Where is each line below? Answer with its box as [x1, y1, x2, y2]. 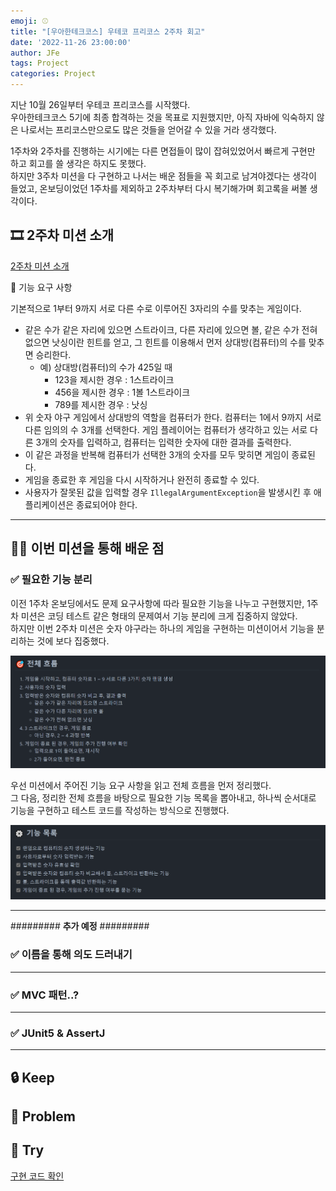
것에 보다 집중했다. [36, 635, 110, 647]
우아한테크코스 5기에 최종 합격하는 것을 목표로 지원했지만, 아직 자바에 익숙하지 [10, 111, 315, 123]
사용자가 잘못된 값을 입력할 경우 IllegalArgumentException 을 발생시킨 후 [24, 486, 312, 498]
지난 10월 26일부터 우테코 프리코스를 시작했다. [10, 99, 191, 110]
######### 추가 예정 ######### [10, 920, 150, 932]
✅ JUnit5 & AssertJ [10, 1026, 106, 1040]
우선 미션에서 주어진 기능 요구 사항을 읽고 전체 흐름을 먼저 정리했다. [10, 779, 272, 791]
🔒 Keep [10, 1069, 55, 1086]
